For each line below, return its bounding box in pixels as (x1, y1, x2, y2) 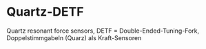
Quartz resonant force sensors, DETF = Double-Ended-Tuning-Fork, (6, 27, 200, 35)
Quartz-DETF (6, 4, 84, 20)
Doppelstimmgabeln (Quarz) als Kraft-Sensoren (6, 33, 142, 42)
